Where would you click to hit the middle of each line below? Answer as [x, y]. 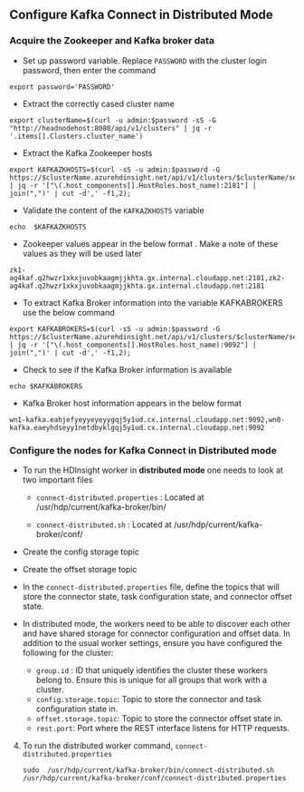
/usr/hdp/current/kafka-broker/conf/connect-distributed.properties [154, 778]
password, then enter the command [89, 70]
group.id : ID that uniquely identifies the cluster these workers [152, 670]
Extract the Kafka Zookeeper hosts [87, 152]
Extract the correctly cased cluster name [98, 103]
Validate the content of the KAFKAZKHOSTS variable [114, 210]
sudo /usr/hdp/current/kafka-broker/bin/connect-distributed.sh [148, 770]
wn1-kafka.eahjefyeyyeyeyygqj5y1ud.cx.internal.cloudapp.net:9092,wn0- [147, 420]
